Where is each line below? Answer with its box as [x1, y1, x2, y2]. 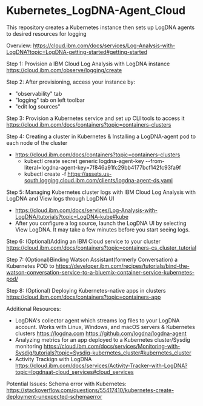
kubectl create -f [24, 170, 67, 178]
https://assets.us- [67, 170, 112, 178]
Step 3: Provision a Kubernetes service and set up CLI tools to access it [6, 115, 185, 122]
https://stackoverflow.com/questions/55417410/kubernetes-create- [6, 386, 175, 394]
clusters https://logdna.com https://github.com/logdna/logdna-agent [15, 330, 187, 337]
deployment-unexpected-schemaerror [6, 393, 102, 400]
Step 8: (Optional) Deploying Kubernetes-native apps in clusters [6, 287, 166, 294]
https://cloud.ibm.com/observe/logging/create [6, 66, 122, 73]
